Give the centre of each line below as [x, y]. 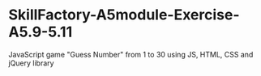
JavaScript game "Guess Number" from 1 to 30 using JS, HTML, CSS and [131, 54]
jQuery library [31, 63]
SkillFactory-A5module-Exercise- [124, 15]
